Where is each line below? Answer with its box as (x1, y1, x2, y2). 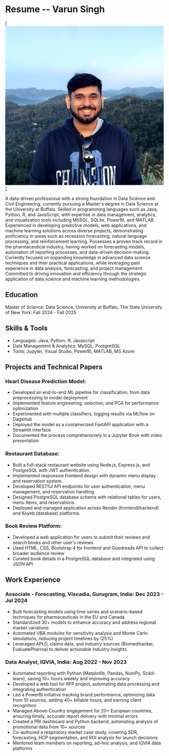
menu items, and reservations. (12, 499, 75, 506)
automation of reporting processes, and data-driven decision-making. (5, 249, 150, 255)
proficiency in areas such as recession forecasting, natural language (5, 233, 147, 239)
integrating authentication (12, 686, 66, 692)
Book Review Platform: (5, 523, 62, 530)
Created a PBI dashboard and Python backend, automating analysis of (12, 718, 158, 724)
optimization (12, 406, 39, 412)
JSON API (12, 561, 34, 567)
